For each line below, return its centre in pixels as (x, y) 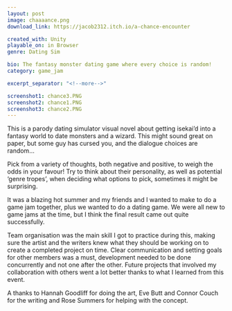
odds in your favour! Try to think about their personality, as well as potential (115, 171)
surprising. (23, 186)
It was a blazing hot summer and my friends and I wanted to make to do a (112, 200)
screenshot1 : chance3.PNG (44, 96)
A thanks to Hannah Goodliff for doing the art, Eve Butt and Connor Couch (113, 293)
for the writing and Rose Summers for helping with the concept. (98, 301)
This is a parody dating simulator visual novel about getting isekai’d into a (111, 128)
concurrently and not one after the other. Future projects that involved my (112, 265)
